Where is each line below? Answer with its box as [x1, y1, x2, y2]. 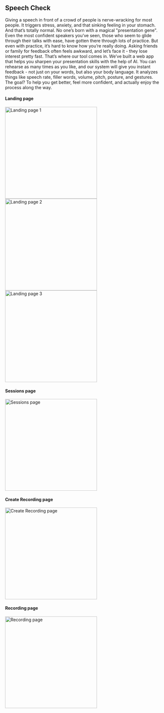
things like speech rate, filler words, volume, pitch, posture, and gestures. [5, 74, 153, 80]
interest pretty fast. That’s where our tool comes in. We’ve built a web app [5, 53, 154, 59]
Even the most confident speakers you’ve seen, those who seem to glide [5, 32, 152, 38]
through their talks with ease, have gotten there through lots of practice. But [5, 38, 158, 44]
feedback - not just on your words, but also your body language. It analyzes [5, 69, 158, 75]
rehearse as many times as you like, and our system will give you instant [5, 64, 151, 69]
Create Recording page [5, 496, 53, 502]
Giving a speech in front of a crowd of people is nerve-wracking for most [5, 17, 153, 23]
